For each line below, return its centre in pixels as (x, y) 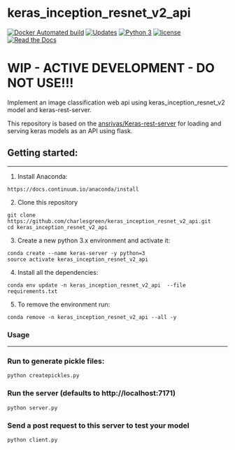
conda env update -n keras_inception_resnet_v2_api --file (97, 285)
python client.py (33, 439)
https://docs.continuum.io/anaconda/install (73, 189)
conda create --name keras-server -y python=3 (76, 253)
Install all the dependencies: (58, 272)
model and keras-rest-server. (50, 109)
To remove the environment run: (64, 304)
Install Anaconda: (42, 176)
